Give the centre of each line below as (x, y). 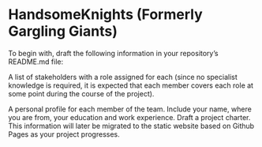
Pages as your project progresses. (64, 134)
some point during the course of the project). (81, 93)
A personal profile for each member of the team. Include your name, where (130, 109)
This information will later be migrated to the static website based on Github (131, 126)
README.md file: (36, 62)
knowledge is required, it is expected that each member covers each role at (131, 85)
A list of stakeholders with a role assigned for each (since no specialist (123, 77)
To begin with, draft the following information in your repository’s (113, 53)
